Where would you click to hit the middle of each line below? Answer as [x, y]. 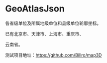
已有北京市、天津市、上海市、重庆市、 [44, 33]
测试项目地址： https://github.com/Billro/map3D [53, 55]
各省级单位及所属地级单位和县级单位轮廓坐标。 [53, 23]
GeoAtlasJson [35, 9]
